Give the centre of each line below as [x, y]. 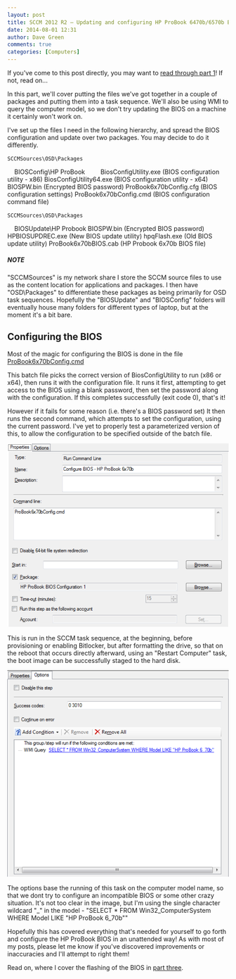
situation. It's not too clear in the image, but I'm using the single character [114, 903]
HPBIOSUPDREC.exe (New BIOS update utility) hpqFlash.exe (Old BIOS [110, 236]
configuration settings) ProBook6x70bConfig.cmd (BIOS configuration [109, 194]
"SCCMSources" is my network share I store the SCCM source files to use [114, 277]
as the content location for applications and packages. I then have [103, 284]
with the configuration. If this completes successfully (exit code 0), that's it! [117, 397]
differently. [23, 145]
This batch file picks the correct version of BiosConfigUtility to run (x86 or [114, 375]
